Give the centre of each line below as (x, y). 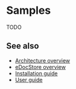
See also (23, 46)
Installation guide (36, 73)
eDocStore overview (40, 67)
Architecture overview (43, 60)
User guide (29, 79)
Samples (29, 11)
